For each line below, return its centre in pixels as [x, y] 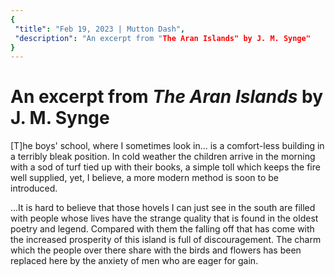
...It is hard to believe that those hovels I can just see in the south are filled [163, 208]
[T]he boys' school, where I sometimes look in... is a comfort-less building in [167, 146]
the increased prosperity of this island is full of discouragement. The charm [166, 240]
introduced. [34, 188]
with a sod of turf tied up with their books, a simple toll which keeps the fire [165, 167]
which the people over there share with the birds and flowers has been [156, 250]
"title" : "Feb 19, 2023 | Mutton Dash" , [100, 29]
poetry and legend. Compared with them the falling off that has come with [162, 229]
